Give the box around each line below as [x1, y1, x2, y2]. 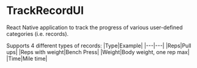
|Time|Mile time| [6, 55, 48, 62]
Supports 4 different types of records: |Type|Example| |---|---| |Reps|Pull [6, 42, 191, 49]
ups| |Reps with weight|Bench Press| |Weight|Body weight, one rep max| [6, 48, 190, 55]
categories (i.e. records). [6, 30, 69, 37]
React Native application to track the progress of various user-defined [6, 24, 183, 31]
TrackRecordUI [6, 4, 84, 18]
